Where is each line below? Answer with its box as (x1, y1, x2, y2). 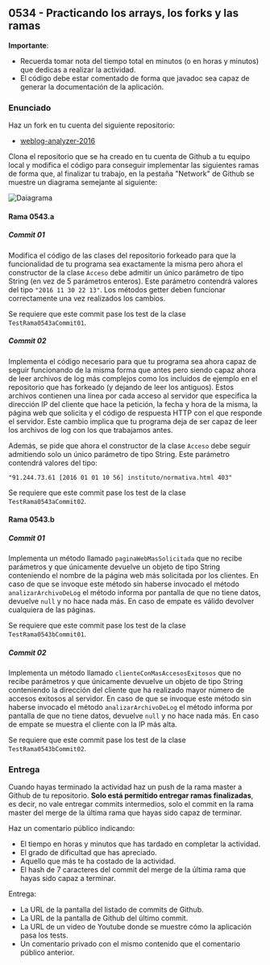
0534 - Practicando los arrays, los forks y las (8, 6, 239, 20)
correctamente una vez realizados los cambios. (8, 293, 166, 303)
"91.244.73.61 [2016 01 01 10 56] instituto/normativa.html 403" (8, 473, 232, 481)
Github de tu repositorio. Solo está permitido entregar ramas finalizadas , (8, 791, 254, 800)
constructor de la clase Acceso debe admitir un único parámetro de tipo (8, 267, 244, 277)
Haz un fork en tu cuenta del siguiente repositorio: (8, 120, 176, 130)
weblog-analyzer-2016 (19, 136, 95, 146)
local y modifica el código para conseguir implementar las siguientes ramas (8, 161, 260, 170)
